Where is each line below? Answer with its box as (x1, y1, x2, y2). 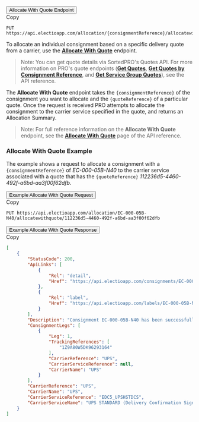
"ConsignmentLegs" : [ (27, 322, 81, 329)
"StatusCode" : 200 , (27, 256, 76, 262)
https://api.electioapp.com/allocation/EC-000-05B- (17, 210, 147, 216)
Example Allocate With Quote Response (9, 227, 97, 234)
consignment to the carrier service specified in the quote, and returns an (6, 108, 184, 115)
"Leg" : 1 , (48, 333, 73, 339)
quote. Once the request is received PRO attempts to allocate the (6, 102, 165, 109)
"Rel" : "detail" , (48, 273, 92, 279)
